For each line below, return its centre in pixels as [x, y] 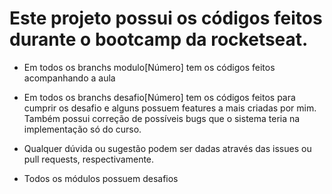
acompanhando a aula [69, 78]
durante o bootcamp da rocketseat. [159, 39]
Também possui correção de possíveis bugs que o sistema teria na [162, 118]
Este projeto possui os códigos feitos [166, 18]
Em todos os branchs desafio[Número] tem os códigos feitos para [159, 97]
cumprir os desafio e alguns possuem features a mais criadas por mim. [170, 108]
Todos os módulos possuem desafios [101, 178]
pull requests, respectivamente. [89, 159]
